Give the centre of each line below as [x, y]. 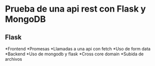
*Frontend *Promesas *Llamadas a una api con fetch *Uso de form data [78, 49]
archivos [14, 59]
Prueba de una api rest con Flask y [76, 9]
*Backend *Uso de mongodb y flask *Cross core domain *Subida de [74, 54]
